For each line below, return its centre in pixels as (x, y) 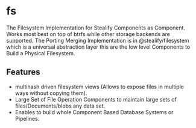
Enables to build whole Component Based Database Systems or (94, 112)
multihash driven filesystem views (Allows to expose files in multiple (99, 87)
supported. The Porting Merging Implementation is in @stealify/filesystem (98, 40)
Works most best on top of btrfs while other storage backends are (88, 34)
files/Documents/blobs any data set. (60, 106)
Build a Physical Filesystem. (41, 53)
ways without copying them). (51, 93)
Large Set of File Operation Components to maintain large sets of (96, 99)
